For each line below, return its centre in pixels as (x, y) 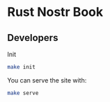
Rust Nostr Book (55, 12)
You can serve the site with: (47, 80)
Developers (33, 38)
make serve (23, 93)
